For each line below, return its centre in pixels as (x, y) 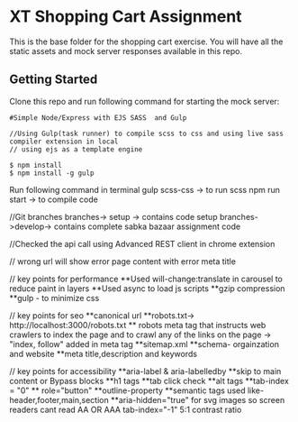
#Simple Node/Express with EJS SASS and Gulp (98, 118)
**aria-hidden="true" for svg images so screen (198, 399)
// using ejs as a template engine (76, 149)
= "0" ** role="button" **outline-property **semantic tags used (127, 390)
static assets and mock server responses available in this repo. (126, 50)
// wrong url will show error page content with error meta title (123, 261)
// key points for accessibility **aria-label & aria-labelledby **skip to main (145, 371)
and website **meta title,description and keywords (104, 353)
